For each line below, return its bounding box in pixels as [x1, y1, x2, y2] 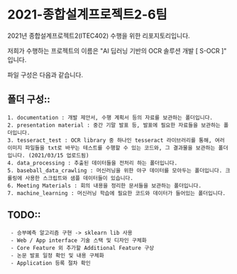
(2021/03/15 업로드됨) [28, 152, 89, 159]
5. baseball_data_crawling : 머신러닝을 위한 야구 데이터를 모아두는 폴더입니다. [7, 167, 223, 174]
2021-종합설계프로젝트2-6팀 [7, 6, 168, 23]
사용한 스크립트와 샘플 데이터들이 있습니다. [24, 174, 133, 181]
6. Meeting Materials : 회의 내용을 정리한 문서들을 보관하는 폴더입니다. [7, 182, 202, 189]
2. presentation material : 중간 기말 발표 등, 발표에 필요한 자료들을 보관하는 [7, 122, 221, 129]
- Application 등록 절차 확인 [10, 259, 91, 267]
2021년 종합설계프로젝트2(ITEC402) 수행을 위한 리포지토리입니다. [7, 31, 190, 40]
